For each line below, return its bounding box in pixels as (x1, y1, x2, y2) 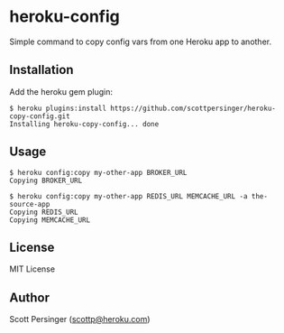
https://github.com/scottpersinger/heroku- (109, 104, 277, 113)
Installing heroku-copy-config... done (9, 119, 160, 128)
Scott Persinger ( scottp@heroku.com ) (9, 314, 151, 325)
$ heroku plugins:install (9, 104, 106, 113)
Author (9, 290, 50, 305)
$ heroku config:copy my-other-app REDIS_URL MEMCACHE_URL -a (9, 191, 248, 200)
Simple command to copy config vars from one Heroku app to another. (9, 36, 272, 47)
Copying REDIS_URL (9, 208, 78, 217)
